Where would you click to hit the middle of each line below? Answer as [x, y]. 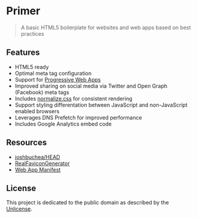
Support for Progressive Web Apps [58, 79]
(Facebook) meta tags [42, 92]
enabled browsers [37, 111]
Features [23, 53]
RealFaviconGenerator [42, 163]
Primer [23, 11]
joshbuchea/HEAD [38, 157]
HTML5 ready [32, 67]
